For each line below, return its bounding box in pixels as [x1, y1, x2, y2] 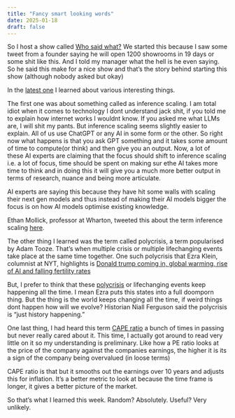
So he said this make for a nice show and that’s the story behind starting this [7, 65, 227, 74]
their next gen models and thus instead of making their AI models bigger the [7, 195, 227, 203]
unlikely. [7, 403, 31, 412]
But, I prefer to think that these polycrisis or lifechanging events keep [7, 281, 206, 289]
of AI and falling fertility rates [7, 267, 91, 276]
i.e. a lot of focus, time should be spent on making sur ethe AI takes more [7, 159, 218, 168]
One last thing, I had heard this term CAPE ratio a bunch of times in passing [7, 324, 225, 332]
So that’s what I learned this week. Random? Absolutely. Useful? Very [7, 396, 207, 404]
